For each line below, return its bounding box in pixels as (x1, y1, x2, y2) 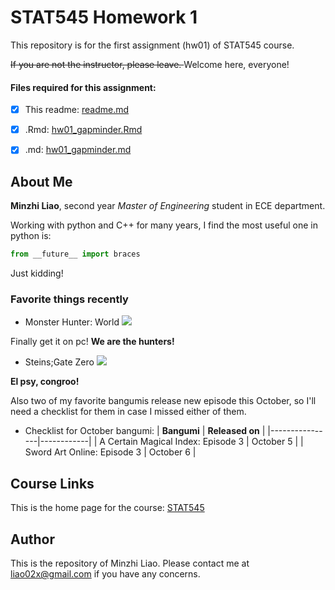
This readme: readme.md (24, 104, 130, 116)
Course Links (10, 475, 95, 492)
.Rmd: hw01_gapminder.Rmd (24, 124, 143, 136)
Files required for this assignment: (10, 81, 157, 93)
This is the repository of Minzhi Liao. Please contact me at (10, 557, 250, 569)
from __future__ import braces (10, 249, 141, 260)
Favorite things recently (10, 292, 129, 306)
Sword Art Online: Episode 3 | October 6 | (24, 446, 197, 458)
